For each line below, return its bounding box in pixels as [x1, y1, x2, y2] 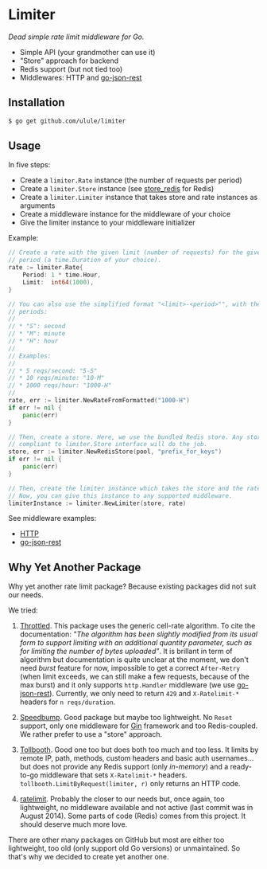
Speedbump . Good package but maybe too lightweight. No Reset [19, 713, 233, 722]
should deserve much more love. [19, 820, 128, 829]
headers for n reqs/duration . [19, 697, 116, 707]
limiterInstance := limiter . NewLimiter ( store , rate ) [8, 499, 187, 507]
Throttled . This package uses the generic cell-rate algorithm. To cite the [19, 621, 256, 631]
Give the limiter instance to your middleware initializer [19, 217, 195, 228]
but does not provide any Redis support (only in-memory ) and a [19, 762, 229, 772]
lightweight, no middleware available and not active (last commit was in [19, 803, 253, 812]
